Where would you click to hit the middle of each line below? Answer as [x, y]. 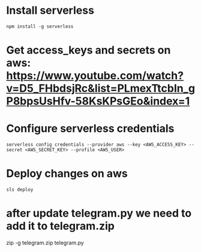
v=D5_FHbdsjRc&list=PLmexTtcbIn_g [101, 88]
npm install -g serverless [40, 26]
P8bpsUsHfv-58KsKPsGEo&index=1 [98, 101]
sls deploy [20, 190]
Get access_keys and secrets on [88, 50]
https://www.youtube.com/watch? [95, 76]
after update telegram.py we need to [99, 213]
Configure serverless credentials [90, 129]
